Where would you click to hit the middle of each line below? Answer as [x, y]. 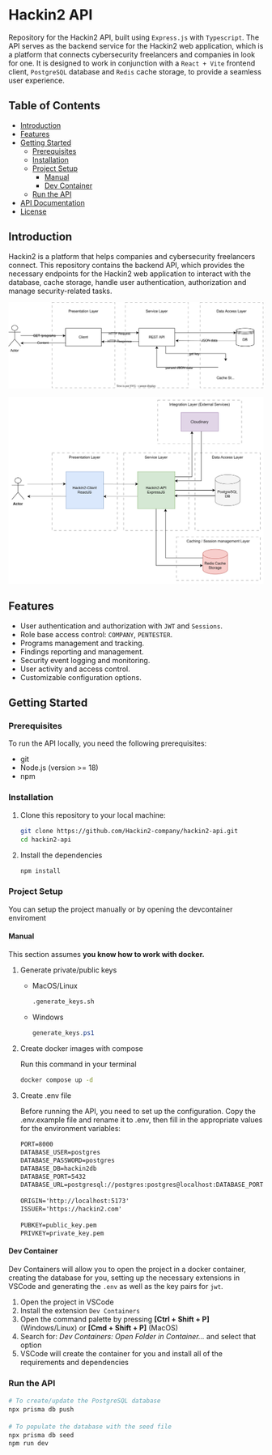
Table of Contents [55, 106]
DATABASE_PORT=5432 [53, 1176]
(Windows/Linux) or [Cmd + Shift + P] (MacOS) [99, 1327]
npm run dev [28, 1444]
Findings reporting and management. [82, 651]
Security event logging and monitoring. [85, 660]
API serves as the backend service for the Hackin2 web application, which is [136, 45]
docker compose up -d [56, 1080]
